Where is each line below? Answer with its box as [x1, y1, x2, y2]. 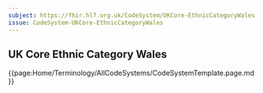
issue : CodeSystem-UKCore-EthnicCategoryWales [8, 19, 164, 27]
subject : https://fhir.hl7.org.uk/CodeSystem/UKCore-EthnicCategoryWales [8, 11, 256, 20]
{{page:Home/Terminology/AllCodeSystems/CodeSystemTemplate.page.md [8, 68, 254, 78]
